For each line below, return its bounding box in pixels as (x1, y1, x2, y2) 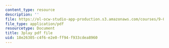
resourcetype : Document (5, 26, 55, 31)
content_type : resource (5, 7, 55, 12)
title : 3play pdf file (5, 30, 53, 35)
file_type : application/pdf (5, 21, 64, 26)
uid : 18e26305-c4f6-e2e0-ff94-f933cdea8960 (5, 35, 98, 40)
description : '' (5, 12, 39, 17)
